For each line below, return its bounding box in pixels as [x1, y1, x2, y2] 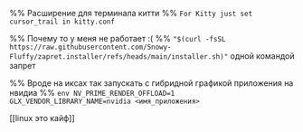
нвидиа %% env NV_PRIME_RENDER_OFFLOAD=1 [9, 88, 175, 98]
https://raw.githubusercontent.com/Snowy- [9, 42, 172, 52]
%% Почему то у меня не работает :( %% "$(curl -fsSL [9, 33, 226, 43]
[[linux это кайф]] [9, 113, 75, 123]
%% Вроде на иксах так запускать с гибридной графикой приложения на [9, 78, 294, 89]
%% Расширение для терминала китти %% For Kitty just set [9, 8, 253, 18]
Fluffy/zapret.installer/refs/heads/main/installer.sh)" [9, 52, 229, 61]
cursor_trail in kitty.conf [9, 17, 116, 26]
